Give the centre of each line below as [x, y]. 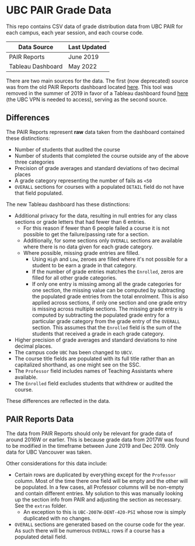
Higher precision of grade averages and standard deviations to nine [96, 340]
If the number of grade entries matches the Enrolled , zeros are [108, 271]
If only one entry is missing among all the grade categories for [107, 284]
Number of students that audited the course [67, 149]
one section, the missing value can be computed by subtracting [108, 290]
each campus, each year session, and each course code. [75, 32]
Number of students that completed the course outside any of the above [101, 155]
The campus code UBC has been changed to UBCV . [74, 352]
